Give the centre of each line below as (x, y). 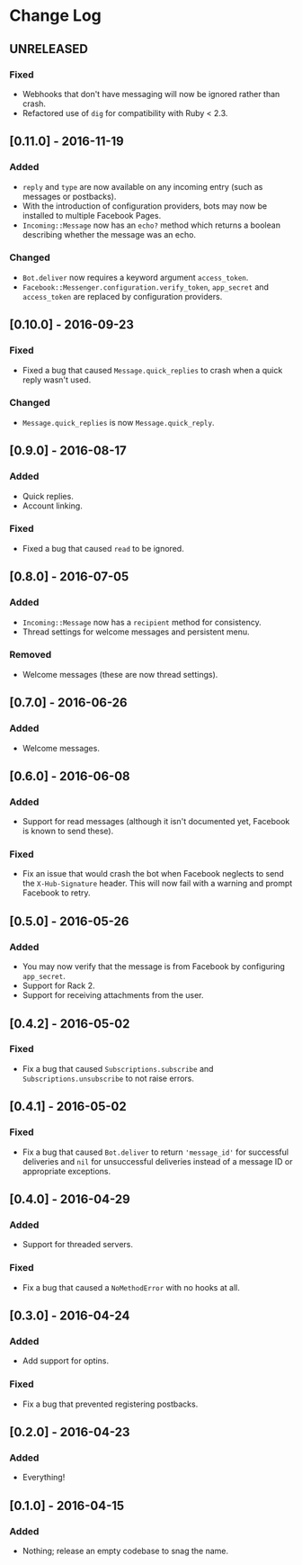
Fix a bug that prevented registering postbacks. (110, 1404)
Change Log (55, 16)
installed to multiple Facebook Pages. (92, 215)
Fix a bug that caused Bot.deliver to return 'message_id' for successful (155, 1152)
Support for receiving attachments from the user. (113, 995)
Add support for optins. (66, 1361)
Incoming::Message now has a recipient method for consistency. (142, 622)
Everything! (44, 1478)
